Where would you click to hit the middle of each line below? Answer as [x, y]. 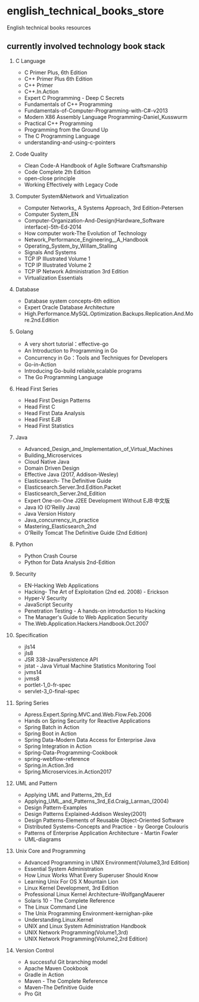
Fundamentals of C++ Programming [68, 104]
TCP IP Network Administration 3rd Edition [76, 271]
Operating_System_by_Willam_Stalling [71, 246]
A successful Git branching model [66, 962]
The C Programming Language [62, 136]
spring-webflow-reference [57, 759]
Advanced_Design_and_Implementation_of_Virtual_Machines [99, 449]
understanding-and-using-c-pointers [70, 142]
